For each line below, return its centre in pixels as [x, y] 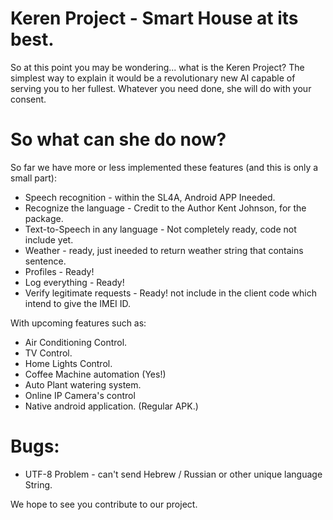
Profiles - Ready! [59, 271]
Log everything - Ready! [74, 282]
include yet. [49, 239]
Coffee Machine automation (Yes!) [95, 374]
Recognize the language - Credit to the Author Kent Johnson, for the [165, 208]
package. [44, 218]
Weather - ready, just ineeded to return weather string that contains [164, 250]
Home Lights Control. [68, 363]
